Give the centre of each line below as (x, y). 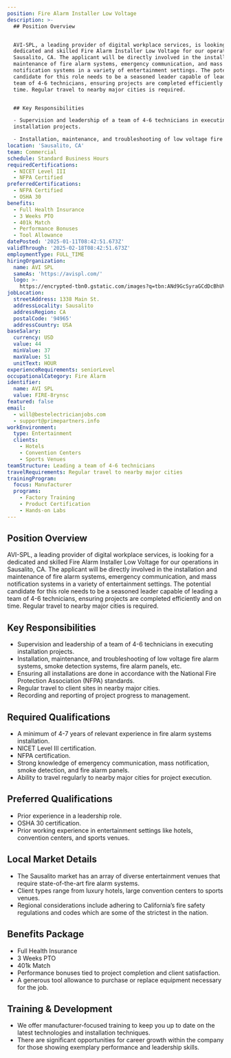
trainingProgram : (32, 478)
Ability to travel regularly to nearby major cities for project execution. (114, 778)
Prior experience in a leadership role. (69, 816)
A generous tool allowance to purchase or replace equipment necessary (119, 980)
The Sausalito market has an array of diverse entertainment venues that (119, 876)
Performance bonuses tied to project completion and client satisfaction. (119, 973)
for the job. (33, 987)
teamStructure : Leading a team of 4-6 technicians (81, 465)
